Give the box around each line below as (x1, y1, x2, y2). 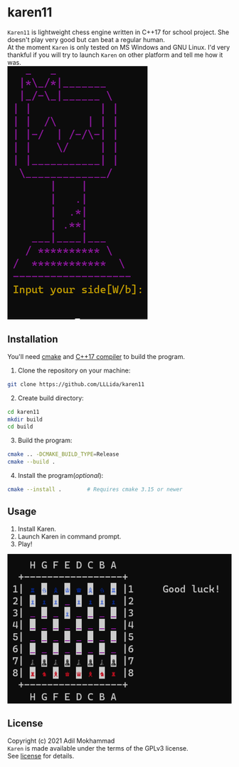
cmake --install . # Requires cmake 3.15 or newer (7, 486, 183, 493)
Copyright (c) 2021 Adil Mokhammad (7, 736, 115, 745)
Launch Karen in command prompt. (17, 532, 122, 541)
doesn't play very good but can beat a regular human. (7, 35, 165, 43)
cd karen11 (7, 408, 40, 415)
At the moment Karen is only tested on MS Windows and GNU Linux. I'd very (7, 43, 230, 51)
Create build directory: (17, 393, 84, 402)
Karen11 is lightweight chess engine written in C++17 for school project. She (7, 28, 230, 36)
